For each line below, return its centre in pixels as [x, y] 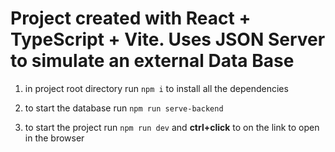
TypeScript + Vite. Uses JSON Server [168, 39]
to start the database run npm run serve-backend [124, 108]
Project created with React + [131, 18]
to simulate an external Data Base [152, 61]
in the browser [54, 138]
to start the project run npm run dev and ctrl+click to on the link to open [172, 127]
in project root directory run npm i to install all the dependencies [156, 88]
